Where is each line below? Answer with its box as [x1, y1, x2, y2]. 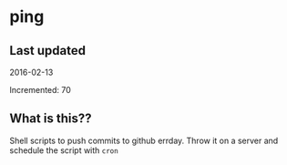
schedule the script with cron [9, 144, 118, 156]
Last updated [9, 43, 87, 58]
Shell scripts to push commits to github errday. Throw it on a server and [9, 135, 279, 146]
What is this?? [9, 111, 92, 127]
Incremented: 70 [9, 85, 71, 95]
